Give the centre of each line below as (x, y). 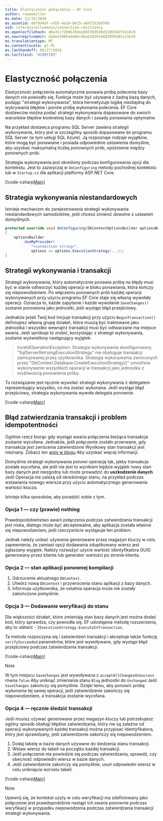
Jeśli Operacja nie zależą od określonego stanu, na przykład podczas (74, 477)
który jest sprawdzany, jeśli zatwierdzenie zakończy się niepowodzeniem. (79, 734)
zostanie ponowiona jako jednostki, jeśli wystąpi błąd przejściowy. (71, 308)
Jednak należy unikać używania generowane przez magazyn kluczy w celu (80, 540)
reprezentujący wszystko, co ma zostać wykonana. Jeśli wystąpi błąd (74, 388)
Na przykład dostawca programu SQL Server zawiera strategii (67, 127)
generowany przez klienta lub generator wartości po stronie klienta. (73, 555)
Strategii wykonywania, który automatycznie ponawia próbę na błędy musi (79, 282)
